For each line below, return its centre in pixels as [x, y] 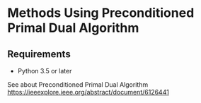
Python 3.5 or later [45, 71]
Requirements [39, 54]
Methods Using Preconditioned [101, 13]
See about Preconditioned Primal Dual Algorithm [78, 85]
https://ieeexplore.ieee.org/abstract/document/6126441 [88, 92]
